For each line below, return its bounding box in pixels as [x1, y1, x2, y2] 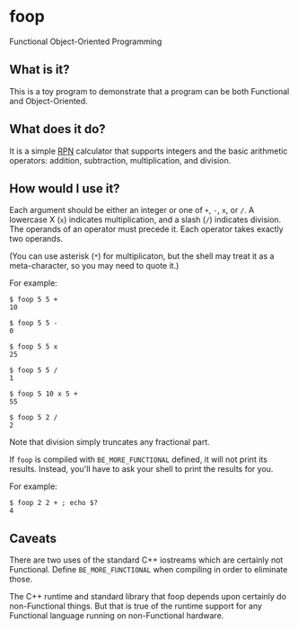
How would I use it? [9, 181, 120, 196]
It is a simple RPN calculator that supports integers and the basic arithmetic [9, 146, 288, 156]
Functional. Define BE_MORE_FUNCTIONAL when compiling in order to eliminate [9, 564, 288, 575]
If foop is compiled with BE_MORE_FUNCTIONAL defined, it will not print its [9, 454, 267, 465]
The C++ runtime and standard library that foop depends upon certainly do [9, 591, 287, 602]
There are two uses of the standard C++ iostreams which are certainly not [9, 555, 284, 565]
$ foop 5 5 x [9, 342, 58, 351]
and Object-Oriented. [9, 95, 88, 106]
